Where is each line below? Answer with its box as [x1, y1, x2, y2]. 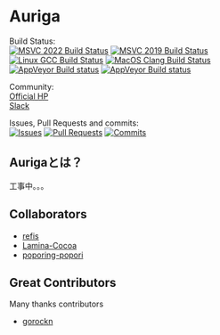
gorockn [21, 316, 53, 327]
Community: [9, 81, 54, 92]
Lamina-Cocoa [21, 240, 77, 250]
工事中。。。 [9, 180, 49, 191]
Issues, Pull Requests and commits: [9, 118, 140, 128]
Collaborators [9, 207, 87, 222]
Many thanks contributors [9, 298, 104, 309]
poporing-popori [21, 249, 84, 260]
